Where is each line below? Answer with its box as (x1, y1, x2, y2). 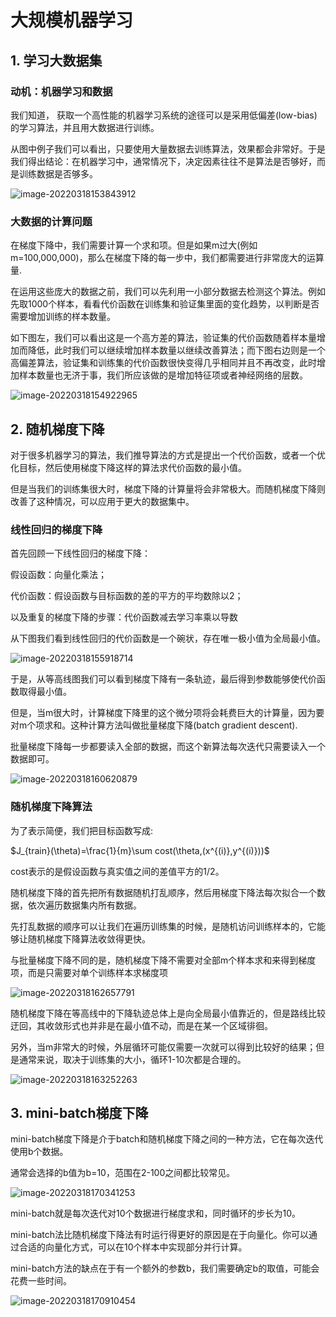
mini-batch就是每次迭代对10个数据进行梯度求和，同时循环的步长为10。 (10, 1207, 302, 1220)
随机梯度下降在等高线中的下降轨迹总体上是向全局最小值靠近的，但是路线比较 (10, 1007, 326, 1019)
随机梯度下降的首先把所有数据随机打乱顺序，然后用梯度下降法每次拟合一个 (10, 886, 317, 898)
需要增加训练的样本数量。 (10, 311, 116, 323)
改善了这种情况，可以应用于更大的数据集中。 (10, 495, 195, 507)
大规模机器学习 (10, 9, 134, 32)
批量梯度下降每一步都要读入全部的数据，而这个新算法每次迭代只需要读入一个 (10, 741, 326, 753)
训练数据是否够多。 (18, 167, 98, 180)
